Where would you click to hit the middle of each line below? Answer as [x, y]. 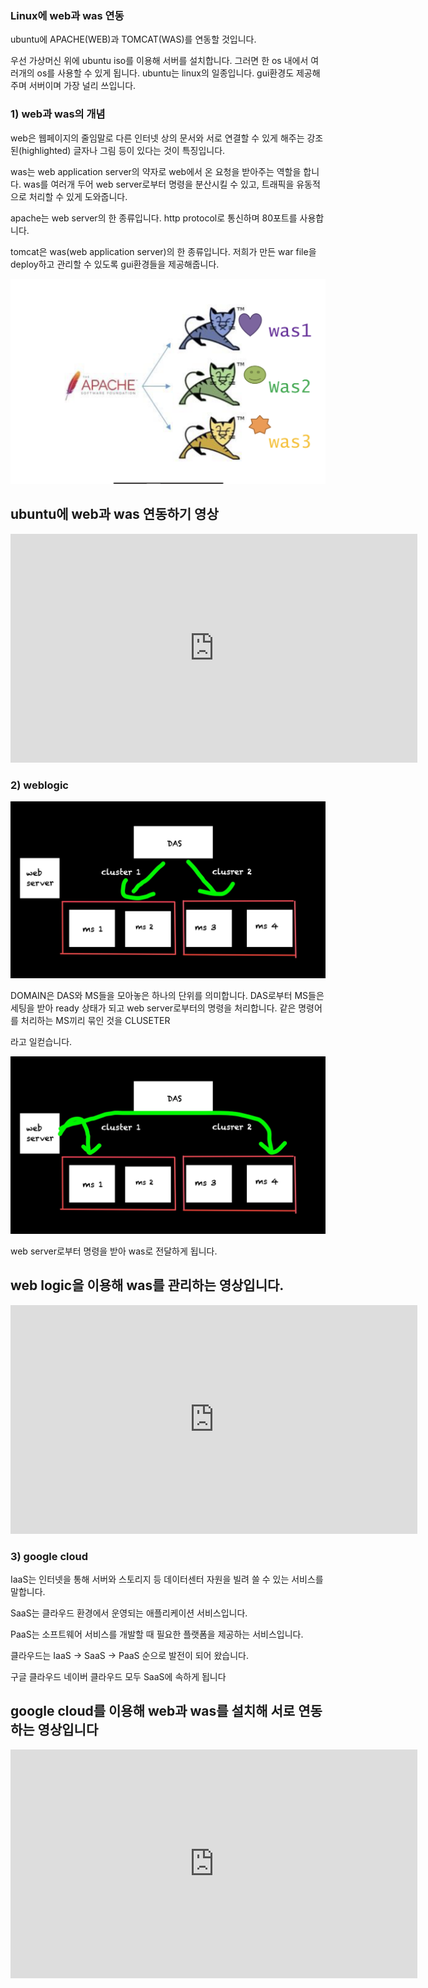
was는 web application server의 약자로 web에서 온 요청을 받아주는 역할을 [156, 171]
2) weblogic [39, 785]
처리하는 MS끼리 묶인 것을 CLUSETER [95, 1021]
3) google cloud [49, 1556]
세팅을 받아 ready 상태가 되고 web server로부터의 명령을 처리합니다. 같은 [153, 1008]
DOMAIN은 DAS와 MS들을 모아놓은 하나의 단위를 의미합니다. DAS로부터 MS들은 [167, 996]
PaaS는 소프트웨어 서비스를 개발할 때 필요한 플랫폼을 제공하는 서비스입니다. [157, 1634]
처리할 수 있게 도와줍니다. [78, 196]
